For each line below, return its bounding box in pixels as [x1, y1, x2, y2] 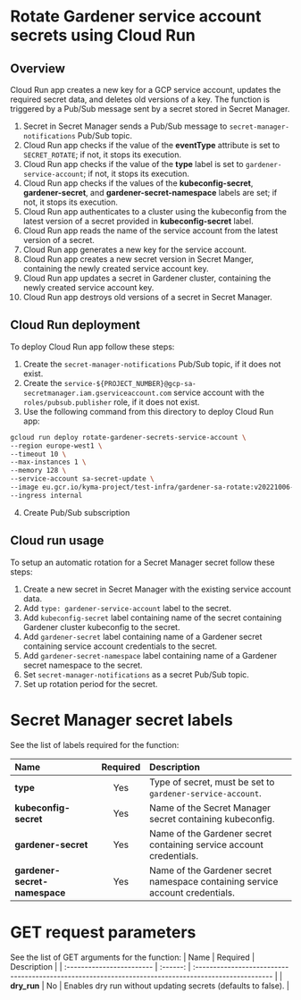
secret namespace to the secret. [22, 660, 143, 670]
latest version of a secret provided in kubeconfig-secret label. [22, 216, 254, 226]
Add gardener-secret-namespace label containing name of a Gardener [22, 650, 278, 660]
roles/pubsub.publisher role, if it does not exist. [22, 396, 200, 408]
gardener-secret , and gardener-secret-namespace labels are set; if [22, 188, 278, 197]
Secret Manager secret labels [10, 710, 233, 730]
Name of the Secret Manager [149, 802, 272, 814]
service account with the [173, 387, 264, 398]
